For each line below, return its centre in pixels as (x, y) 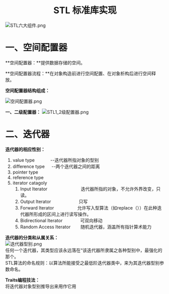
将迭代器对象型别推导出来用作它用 (41, 286)
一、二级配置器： (23, 112)
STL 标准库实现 (85, 10)
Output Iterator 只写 (54, 201)
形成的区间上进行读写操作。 (62, 214)
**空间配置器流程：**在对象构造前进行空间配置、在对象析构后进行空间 (78, 73)
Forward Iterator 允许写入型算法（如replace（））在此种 (89, 207)
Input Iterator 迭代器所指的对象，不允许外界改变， (88, 189)
